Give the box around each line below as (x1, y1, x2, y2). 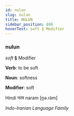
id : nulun (5, 7, 26, 13)
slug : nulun (5, 12, 30, 17)
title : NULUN (5, 17, 33, 22)
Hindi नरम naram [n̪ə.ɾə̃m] (5, 95, 58, 101)
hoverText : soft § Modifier (5, 27, 65, 32)
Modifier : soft (5, 85, 34, 91)
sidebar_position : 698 (5, 21, 53, 27)
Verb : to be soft (5, 65, 39, 71)
